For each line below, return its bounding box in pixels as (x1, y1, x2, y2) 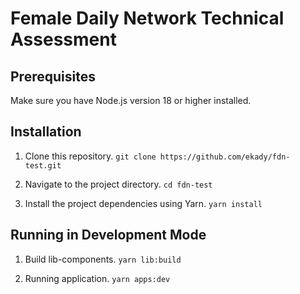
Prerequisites (10, 68, 96, 85)
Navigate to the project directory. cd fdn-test (24, 178, 213, 190)
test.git (24, 160, 62, 171)
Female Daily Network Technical (10, 7, 285, 30)
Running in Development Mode (10, 227, 207, 244)
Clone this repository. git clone (24, 150, 157, 162)
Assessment (10, 28, 117, 51)
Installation (10, 123, 82, 141)
